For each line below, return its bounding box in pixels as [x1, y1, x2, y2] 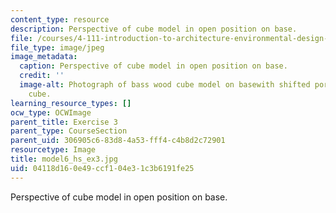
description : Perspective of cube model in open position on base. [10, 24, 298, 34]
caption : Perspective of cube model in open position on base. [19, 61, 288, 71]
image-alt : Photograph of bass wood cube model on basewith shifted [19, 80, 311, 90]
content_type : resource [10, 14, 110, 25]
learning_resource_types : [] [10, 98, 132, 108]
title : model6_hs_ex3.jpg [10, 154, 118, 164]
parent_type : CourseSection [10, 126, 128, 136]
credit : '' [19, 71, 65, 81]
